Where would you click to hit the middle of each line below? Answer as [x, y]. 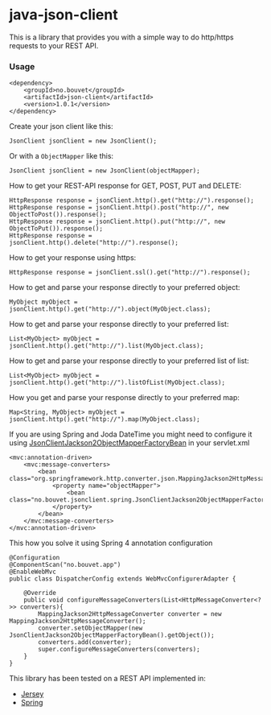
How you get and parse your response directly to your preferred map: [125, 398]
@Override [40, 593]
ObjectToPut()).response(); [56, 229]
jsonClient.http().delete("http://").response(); [94, 243]
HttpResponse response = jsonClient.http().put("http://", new [117, 222]
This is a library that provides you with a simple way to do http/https [121, 37]
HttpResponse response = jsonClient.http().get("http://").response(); [131, 200]
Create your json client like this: [61, 126]
